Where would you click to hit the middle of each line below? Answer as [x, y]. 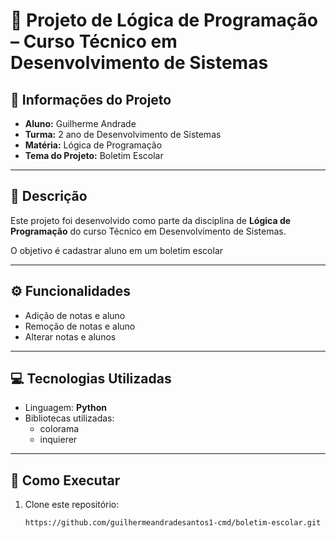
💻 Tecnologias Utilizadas [91, 379]
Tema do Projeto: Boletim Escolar [94, 155]
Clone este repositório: [72, 505]
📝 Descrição [49, 196]
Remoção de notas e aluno [80, 326]
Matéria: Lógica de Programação [93, 145]
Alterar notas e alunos [70, 336]
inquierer [58, 440]
